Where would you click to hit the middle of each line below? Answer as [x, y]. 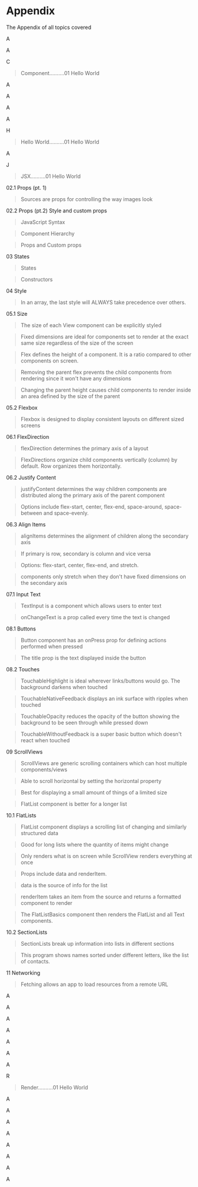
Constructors [37, 279]
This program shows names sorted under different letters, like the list [105, 955]
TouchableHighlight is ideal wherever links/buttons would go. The [100, 681]
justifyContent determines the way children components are [94, 489]
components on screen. [49, 360]
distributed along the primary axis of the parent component [92, 495]
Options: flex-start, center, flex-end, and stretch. [79, 565]
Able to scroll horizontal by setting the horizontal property [91, 781]
